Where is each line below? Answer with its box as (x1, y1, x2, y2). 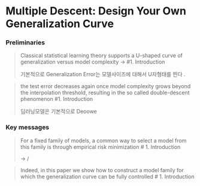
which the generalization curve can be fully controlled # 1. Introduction (20, 173, 195, 180)
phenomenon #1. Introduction (20, 95, 93, 103)
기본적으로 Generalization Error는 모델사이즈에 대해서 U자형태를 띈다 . (20, 71, 186, 78)
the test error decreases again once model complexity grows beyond (20, 83, 191, 90)
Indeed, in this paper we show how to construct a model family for (20, 166, 184, 173)
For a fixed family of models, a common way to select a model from (20, 137, 187, 144)
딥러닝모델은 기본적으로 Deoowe (20, 108, 97, 115)
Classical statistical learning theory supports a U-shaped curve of (20, 52, 183, 59)
